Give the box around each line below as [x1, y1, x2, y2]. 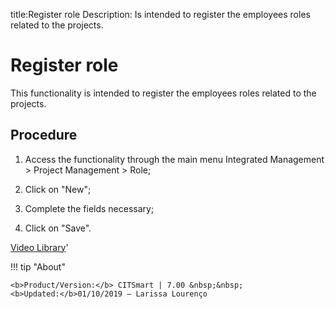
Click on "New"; [24, 183, 92, 195]
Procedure [10, 127, 78, 144]
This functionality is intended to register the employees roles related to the [10, 87, 317, 99]
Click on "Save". [24, 222, 92, 234]
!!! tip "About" [10, 260, 66, 273]
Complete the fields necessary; [24, 202, 155, 214]
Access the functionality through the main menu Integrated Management [24, 153, 325, 165]
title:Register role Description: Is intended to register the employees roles [10, 9, 311, 20]
